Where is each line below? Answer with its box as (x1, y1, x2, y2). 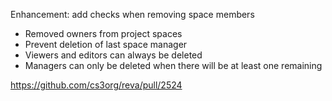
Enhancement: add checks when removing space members (10, 9, 255, 20)
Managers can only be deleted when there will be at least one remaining (24, 60, 323, 71)
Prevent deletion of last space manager (24, 39, 188, 50)
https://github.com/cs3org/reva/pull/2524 (10, 79, 183, 91)
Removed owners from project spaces (24, 28, 183, 39)
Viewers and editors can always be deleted (24, 49, 203, 61)
